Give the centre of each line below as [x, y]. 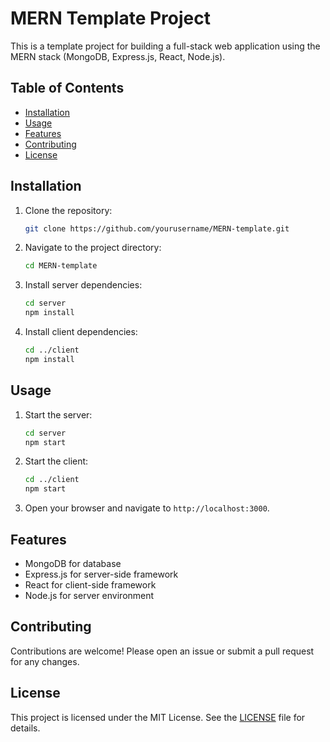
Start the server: [58, 414]
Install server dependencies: [83, 285]
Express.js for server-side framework [101, 574]
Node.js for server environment [89, 595]
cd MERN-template [61, 266]
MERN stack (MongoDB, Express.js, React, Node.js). [118, 56]
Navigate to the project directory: [93, 248]
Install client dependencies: [81, 332]
